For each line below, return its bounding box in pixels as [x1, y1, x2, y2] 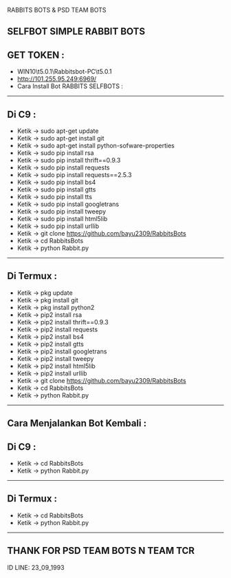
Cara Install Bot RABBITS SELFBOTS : [16, 82, 124, 90]
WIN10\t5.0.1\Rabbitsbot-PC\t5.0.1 [16, 68, 112, 76]
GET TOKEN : [7, 49, 65, 61]
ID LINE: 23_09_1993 [7, 563, 65, 571]
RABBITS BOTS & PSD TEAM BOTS [7, 6, 107, 14]
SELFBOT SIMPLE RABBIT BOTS [7, 25, 146, 37]
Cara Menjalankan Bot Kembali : [7, 417, 146, 429]
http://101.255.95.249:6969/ [16, 75, 97, 83]
